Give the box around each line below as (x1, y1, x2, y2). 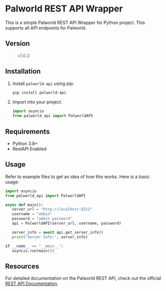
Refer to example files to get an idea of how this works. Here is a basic (5, 173, 150, 179)
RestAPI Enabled (12, 146, 47, 151)
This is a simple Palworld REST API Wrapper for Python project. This (5, 19, 146, 25)
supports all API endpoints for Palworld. (5, 24, 87, 30)
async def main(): (5, 202, 43, 207)
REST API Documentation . (5, 280, 59, 286)
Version (5, 39, 30, 48)
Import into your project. (12, 99, 62, 105)
